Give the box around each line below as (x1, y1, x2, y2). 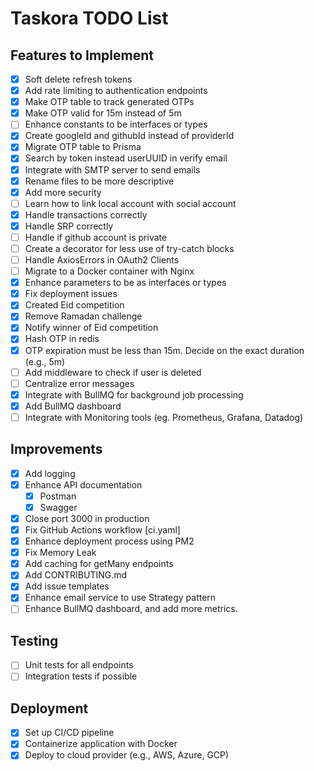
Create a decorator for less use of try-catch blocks (24, 242, 235, 254)
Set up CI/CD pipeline (24, 727, 115, 739)
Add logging (24, 467, 76, 479)
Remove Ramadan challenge (24, 310, 143, 322)
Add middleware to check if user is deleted (24, 366, 202, 378)
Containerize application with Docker (24, 738, 178, 750)
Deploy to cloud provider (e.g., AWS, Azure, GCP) (24, 749, 230, 761)
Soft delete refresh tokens (24, 73, 133, 85)
